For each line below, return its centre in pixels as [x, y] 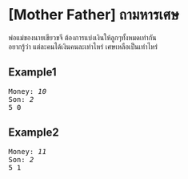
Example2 [34, 133]
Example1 [33, 73]
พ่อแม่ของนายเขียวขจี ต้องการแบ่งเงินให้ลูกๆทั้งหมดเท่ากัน [83, 37]
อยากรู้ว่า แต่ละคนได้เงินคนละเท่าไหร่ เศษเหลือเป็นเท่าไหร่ [83, 47]
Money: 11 [27, 151]
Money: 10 [27, 91]
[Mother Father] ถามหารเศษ [94, 15]
